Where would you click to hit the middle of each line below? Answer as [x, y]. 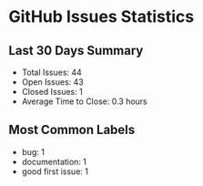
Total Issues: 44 [52, 72]
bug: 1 [33, 151]
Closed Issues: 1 [52, 92]
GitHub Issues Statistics [101, 17]
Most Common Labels [72, 130]
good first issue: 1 [55, 171]
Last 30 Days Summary [76, 51]
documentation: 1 [54, 161]
